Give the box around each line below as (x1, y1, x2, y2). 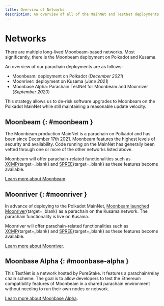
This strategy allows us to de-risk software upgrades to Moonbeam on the (5, 99, 156, 104)
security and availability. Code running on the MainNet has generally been (5, 141, 155, 147)
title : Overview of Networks (5, 7, 65, 12)
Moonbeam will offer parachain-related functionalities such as (5, 156, 131, 162)
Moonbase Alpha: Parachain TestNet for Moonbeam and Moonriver (12, 84, 148, 90)
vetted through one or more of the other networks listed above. (5, 147, 133, 153)
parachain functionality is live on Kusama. (5, 214, 89, 220)
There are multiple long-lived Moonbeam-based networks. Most (5, 49, 135, 55)
